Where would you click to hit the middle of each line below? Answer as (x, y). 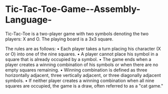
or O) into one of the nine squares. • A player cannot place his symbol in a (82, 54)
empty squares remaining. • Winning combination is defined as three (76, 70)
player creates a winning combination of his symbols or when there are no (82, 64)
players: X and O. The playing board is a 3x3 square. (59, 39)
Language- (29, 20)
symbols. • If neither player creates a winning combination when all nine (80, 80)
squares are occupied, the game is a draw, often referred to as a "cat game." (84, 85)
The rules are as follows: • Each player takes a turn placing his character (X (83, 48)
